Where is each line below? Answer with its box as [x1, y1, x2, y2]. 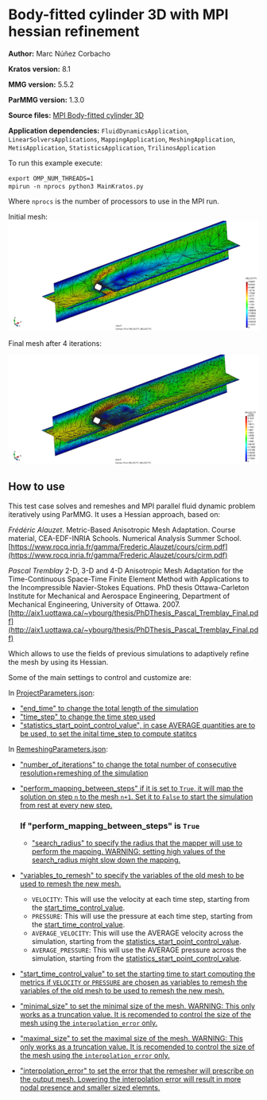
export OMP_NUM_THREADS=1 [8, 174, 94, 182]
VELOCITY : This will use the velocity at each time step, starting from [31, 895, 250, 904]
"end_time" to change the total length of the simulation [19, 703, 199, 713]
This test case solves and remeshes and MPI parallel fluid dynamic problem [8, 501, 256, 511]
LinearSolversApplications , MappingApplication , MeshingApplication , [8, 134, 236, 144]
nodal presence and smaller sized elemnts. [19, 1083, 161, 1093]
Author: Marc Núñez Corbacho [8, 49, 111, 58]
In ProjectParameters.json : [8, 688, 95, 698]
